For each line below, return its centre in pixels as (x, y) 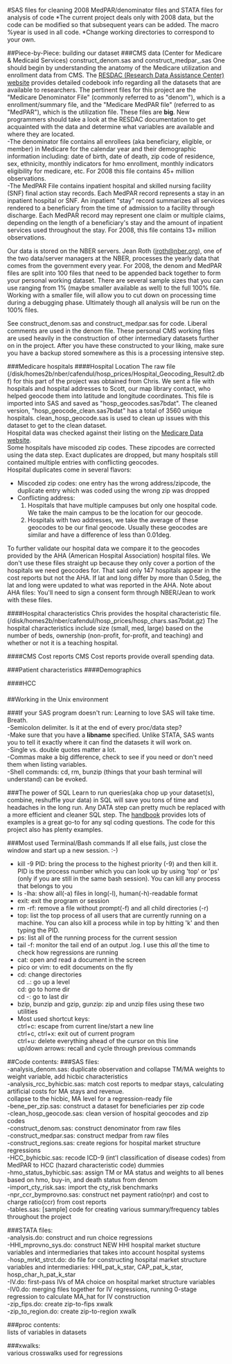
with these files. (30, 600)
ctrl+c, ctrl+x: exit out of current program (76, 1033)
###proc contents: (34, 1324)
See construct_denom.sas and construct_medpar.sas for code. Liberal (107, 323)
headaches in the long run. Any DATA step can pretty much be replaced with (116, 807)
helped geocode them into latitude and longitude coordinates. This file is (110, 396)
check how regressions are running (68, 952)
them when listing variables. (47, 764)
